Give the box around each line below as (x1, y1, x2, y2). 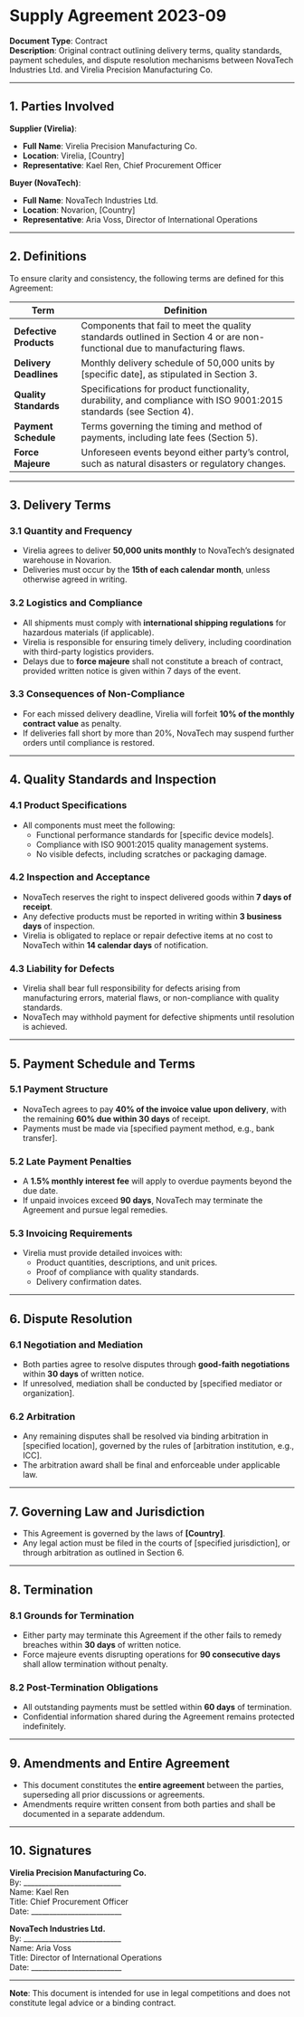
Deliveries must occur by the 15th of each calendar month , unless (22, 565, 271, 576)
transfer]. (22, 1132, 58, 1143)
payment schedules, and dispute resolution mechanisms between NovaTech (9, 54, 294, 65)
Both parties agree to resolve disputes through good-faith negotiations (22, 1359, 290, 1370)
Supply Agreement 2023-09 (9, 5, 227, 26)
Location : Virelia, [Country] (22, 150, 125, 161)
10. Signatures (9, 1843, 92, 1859)
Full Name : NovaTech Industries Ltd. (22, 195, 158, 205)
